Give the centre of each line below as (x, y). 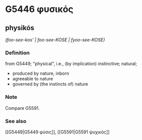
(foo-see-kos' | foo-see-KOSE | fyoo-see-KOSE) (55, 40)
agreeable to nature (33, 79)
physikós (20, 28)
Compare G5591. (22, 108)
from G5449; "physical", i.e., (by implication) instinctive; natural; (71, 64)
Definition (17, 53)
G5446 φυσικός (39, 9)
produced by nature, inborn (40, 73)
